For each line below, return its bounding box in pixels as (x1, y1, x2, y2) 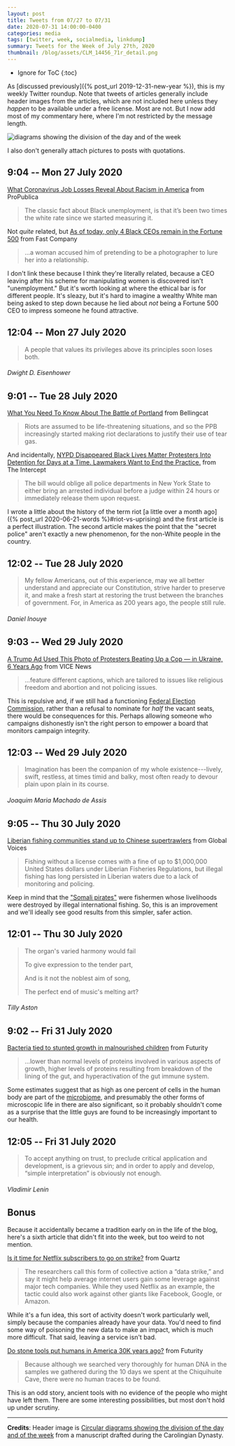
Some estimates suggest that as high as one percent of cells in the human (7, 1086, 221, 1094)
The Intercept (7, 466, 47, 474)
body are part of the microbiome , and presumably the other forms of (7, 1093, 205, 1102)
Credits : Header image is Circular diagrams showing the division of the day (7, 1423, 225, 1431)
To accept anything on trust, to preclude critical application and (24, 1154, 208, 1163)
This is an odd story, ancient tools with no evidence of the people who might (7, 1388, 227, 1396)
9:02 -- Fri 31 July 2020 (7, 1026, 113, 1037)
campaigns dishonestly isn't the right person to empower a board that (7, 718, 208, 728)
